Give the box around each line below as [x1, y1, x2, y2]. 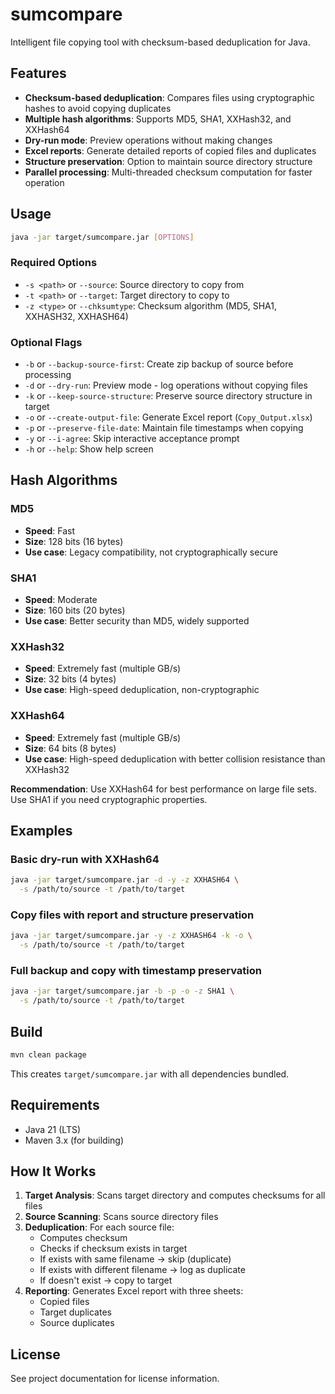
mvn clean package [10, 1049, 87, 1060]
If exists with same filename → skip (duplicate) [39, 1253, 232, 1265]
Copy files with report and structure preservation [10, 908, 255, 922]
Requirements [10, 1097, 100, 1114]
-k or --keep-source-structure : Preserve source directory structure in [24, 390, 313, 402]
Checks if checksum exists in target [39, 1243, 188, 1255]
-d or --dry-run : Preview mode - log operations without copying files [24, 379, 308, 392]
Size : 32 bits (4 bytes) [24, 673, 117, 685]
